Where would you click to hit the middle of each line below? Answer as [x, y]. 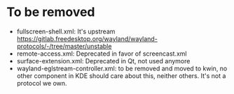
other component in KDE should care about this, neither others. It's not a [121, 76]
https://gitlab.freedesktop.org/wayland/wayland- [87, 38]
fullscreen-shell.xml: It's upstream [66, 31]
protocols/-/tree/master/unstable [64, 46]
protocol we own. [42, 83]
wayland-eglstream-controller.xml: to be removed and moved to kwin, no [122, 68]
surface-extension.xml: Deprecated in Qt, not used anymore [103, 61]
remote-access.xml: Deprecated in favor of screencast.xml [102, 54]
